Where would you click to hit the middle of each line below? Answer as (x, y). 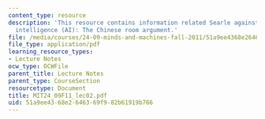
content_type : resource (47, 15)
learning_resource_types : (50, 52)
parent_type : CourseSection (54, 81)
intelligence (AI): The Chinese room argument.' (97, 30)
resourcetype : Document (47, 88)
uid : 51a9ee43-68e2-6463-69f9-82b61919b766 (81, 103)
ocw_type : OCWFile (38, 67)
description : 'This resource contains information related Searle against (134, 23)
